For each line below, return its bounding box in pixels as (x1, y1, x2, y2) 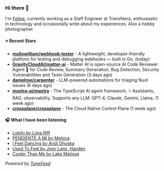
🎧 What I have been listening (5, 117, 66, 123)
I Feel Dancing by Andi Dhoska (12, 140, 75, 146)
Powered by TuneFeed (5, 160, 51, 166)
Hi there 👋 (5, 4, 30, 11)
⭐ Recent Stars (5, 38, 36, 43)
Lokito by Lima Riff (12, 129, 50, 135)
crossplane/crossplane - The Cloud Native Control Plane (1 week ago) (12, 105, 156, 111)
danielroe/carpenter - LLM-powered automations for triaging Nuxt (12, 77, 149, 83)
